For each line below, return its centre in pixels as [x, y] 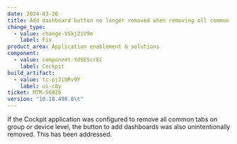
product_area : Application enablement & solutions [83, 47]
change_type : [27, 27]
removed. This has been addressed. [60, 134]
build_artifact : [31, 73]
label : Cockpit [42, 66]
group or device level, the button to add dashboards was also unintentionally [119, 127]
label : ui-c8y [41, 86]
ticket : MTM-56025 [34, 92]
